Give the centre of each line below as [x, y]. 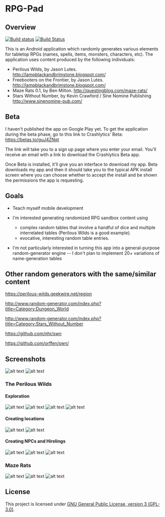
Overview [21, 27]
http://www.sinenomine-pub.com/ [47, 101]
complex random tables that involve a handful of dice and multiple [88, 227]
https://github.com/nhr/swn [33, 334]
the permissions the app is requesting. [45, 180]
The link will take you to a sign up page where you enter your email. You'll [81, 149]
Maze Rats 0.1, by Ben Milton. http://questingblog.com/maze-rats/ [80, 90]
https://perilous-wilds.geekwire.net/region [49, 294]
